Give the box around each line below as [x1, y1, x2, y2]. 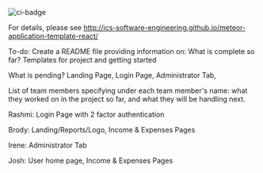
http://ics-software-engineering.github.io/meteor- [82, 23, 246, 32]
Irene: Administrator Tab [8, 140, 87, 150]
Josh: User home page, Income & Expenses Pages [8, 156, 173, 165]
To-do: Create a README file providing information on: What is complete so [8, 47, 255, 56]
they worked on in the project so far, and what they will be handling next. [8, 94, 246, 103]
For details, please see [8, 23, 82, 32]
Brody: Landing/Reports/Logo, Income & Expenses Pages [8, 125, 196, 134]
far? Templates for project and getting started [8, 56, 157, 64]
